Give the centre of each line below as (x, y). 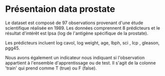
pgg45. (12, 48)
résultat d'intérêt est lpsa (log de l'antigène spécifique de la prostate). (77, 33)
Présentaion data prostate (60, 9)
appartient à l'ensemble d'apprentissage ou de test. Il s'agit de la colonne (81, 63)
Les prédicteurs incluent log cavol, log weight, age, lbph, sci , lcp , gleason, (82, 42)
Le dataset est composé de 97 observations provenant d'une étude (74, 23)
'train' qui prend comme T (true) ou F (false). (51, 68)
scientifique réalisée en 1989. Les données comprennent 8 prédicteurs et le (83, 28)
